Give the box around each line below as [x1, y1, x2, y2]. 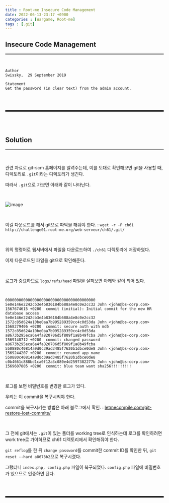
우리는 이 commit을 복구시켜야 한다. [5, 394, 76, 400]
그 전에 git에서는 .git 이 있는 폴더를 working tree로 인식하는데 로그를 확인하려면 [5, 430, 162, 436]
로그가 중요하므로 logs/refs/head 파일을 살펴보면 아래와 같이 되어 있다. [5, 278, 145, 284]
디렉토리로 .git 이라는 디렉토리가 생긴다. [5, 171, 84, 177]
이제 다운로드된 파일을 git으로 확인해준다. [5, 257, 86, 263]
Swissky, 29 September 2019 [5, 73, 66, 78]
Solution [5, 136, 32, 144]
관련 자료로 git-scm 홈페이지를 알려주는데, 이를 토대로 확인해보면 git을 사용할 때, [5, 164, 163, 170]
